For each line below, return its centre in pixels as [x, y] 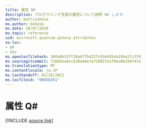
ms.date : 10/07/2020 [27, 29]
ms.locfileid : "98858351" [32, 80]
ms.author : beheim [25, 24]
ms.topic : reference [27, 33]
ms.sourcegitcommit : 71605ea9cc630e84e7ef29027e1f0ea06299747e [73, 61]
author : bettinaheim [27, 19]
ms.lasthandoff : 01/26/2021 [35, 75]
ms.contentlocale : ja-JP [31, 71]
